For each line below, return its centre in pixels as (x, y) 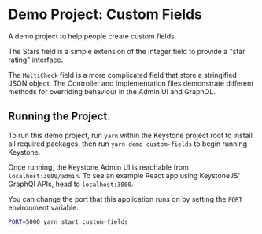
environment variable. (43, 207)
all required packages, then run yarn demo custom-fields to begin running (128, 144)
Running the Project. (60, 117)
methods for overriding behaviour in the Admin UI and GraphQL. (112, 91)
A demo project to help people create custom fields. (92, 36)
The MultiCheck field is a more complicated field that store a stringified (123, 75)
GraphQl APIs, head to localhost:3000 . (71, 184)
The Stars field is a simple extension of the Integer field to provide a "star (127, 51)
